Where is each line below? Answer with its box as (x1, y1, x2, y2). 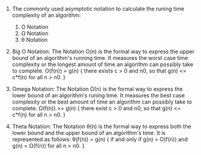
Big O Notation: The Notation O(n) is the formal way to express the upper (12, 48, 195, 55)
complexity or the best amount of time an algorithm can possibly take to (12, 98, 192, 105)
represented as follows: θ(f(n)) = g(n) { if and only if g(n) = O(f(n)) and (12, 136, 188, 143)
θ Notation (21, 36, 48, 43)
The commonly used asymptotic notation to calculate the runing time (12, 5, 185, 12)
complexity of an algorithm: (12, 12, 81, 19)
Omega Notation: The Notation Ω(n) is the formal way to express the (12, 85, 183, 93)
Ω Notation (21, 30, 49, 37)
